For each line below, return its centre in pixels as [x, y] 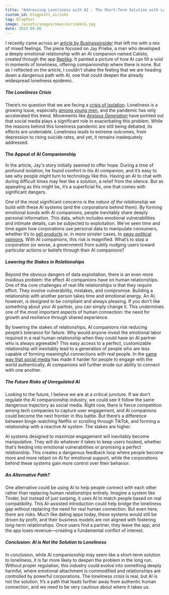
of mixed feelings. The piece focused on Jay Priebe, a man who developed [83, 48]
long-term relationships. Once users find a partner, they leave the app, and [82, 525]
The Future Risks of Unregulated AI [43, 381]
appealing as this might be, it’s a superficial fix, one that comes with [75, 187]
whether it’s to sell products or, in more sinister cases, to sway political [78, 234]
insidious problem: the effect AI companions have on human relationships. [82, 280]
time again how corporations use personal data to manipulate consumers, [81, 229]
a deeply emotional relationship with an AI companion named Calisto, [77, 54]
